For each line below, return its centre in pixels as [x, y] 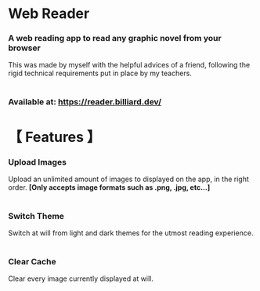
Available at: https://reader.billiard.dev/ [85, 102]
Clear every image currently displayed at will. [81, 278]
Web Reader [49, 14]
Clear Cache [32, 262]
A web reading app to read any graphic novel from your [115, 38]
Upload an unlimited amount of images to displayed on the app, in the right [128, 179]
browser [24, 48]
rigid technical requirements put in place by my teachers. [100, 73]
